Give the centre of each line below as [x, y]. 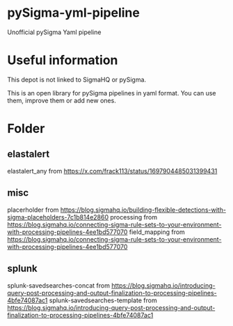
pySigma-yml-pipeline [74, 13]
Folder [26, 129]
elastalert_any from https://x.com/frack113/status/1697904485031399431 [112, 171]
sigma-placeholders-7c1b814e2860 [58, 217]
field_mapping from [157, 232]
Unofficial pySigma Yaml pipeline [54, 32]
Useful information [63, 60]
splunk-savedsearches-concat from [58, 285]
